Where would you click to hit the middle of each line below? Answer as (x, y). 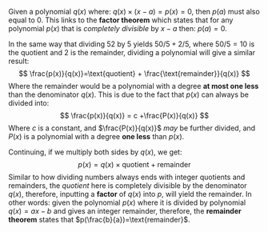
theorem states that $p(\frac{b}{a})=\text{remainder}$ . (99, 220)
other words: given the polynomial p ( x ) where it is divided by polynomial (127, 202)
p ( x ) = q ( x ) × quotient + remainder (134, 164)
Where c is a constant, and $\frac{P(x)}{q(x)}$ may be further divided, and (132, 128)
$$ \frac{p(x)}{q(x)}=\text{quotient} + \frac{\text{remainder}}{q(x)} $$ (134, 74)
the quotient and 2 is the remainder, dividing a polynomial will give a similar (132, 52)
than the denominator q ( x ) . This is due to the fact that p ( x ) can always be (129, 94)
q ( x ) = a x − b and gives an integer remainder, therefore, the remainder (125, 211)
